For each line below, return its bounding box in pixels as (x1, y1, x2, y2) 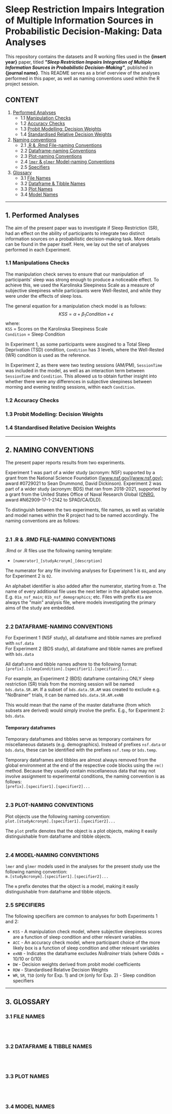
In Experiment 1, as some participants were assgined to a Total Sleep (5, 341, 150, 347)
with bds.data (5, 651, 34, 657)
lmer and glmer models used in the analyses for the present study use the (5, 863, 160, 869)
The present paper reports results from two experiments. (5, 459, 125, 465)
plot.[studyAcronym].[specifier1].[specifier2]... (5, 819, 116, 824)
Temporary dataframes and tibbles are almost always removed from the (5, 757, 157, 763)
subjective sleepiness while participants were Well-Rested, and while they (5, 287, 161, 294)
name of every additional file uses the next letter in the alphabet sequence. (5, 588, 163, 595)
